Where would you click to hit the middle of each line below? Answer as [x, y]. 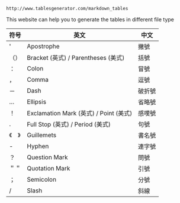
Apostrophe [44, 46]
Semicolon [42, 179]
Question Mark [47, 157]
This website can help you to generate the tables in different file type [90, 20]
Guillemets [42, 135]
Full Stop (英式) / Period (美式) [69, 124]
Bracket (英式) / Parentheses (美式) [76, 58]
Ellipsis [36, 102]
